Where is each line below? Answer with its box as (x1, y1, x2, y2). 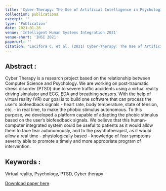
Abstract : (5, 62, 37, 71)
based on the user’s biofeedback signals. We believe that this (5, 117, 130, 123)
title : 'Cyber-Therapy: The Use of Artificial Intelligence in (5, 7, 138, 12)
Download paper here (5, 181, 49, 187)
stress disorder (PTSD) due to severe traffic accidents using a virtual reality (5, 86, 159, 92)
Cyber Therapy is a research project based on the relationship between (5, 75, 151, 81)
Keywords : (5, 157, 41, 166)
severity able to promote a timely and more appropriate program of (5, 138, 142, 144)
